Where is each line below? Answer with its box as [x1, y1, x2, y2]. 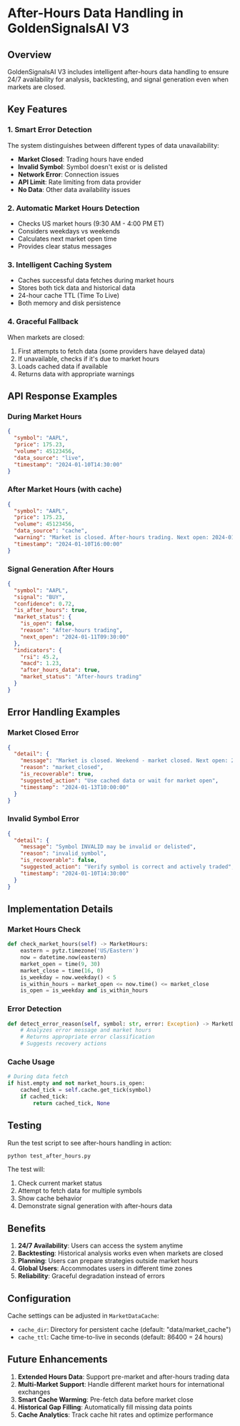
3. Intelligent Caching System [7, 259, 112, 269]
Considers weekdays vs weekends [17, 226, 120, 235]
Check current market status [17, 1179, 102, 1188]
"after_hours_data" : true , [20, 666, 101, 674]
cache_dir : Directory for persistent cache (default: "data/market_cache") [17, 1325, 231, 1334]
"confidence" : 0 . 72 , [14, 600, 75, 608]
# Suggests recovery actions [20, 1040, 107, 1048]
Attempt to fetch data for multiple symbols [17, 1187, 142, 1195]
